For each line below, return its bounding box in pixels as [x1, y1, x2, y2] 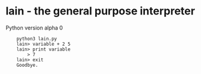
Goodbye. [16, 62, 39, 68]
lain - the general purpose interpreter [5, 4, 196, 18]
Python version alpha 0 [5, 24, 63, 31]
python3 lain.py [16, 35, 58, 42]
